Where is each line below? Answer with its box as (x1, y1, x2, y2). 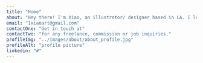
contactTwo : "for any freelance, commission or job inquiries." (6, 31, 172, 37)
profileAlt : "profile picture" (6, 43, 85, 49)
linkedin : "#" (6, 48, 42, 54)
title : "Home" (6, 8, 42, 15)
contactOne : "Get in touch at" (6, 25, 85, 32)
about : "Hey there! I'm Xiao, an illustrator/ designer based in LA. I (6, 14, 190, 20)
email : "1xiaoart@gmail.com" (6, 20, 80, 26)
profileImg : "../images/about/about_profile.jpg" (6, 37, 134, 43)
